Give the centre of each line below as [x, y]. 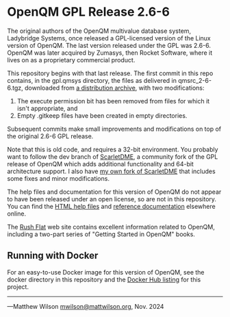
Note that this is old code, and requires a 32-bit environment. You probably [113, 149]
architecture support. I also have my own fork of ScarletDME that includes [111, 171]
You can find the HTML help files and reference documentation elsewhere [111, 206]
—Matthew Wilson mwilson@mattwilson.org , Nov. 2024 [86, 306]
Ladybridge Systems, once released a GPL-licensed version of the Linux [109, 38]
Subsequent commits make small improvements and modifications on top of [114, 129]
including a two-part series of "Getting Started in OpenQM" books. [101, 234]
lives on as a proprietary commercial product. [71, 60]
